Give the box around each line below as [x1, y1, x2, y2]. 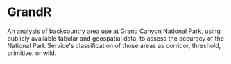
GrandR [7, 4, 52, 20]
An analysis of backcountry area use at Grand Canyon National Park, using [7, 27, 221, 35]
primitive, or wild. [7, 49, 57, 57]
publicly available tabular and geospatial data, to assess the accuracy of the [7, 34, 224, 42]
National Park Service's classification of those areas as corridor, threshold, [7, 41, 221, 50]
